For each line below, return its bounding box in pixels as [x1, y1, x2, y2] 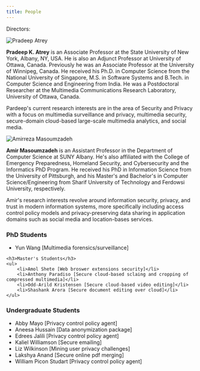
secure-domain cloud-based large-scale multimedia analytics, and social [6, 117, 187, 124]
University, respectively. [6, 185, 66, 192]
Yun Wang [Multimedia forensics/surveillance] [14, 244, 129, 251]
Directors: [6, 25, 31, 32]
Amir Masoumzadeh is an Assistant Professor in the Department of [6, 147, 173, 154]
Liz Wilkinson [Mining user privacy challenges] [14, 345, 131, 352]
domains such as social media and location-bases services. [6, 215, 154, 223]
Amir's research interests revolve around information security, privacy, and [6, 196, 190, 203]
